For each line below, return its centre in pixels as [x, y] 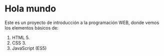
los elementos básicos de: [31, 27]
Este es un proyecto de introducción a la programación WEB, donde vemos [82, 22]
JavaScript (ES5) [29, 48]
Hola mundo [30, 9]
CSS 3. [19, 42]
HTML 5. [21, 37]
